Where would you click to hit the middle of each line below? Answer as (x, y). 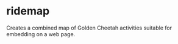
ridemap (28, 11)
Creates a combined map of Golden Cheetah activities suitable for (89, 28)
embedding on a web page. (41, 34)
